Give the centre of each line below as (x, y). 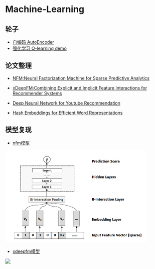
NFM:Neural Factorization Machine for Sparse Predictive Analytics (81, 78)
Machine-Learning (45, 9)
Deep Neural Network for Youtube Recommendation (66, 103)
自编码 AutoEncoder (33, 42)
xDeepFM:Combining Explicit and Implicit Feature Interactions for (80, 88)
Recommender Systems (37, 93)
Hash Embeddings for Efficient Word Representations (67, 113)
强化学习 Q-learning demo (39, 48)
